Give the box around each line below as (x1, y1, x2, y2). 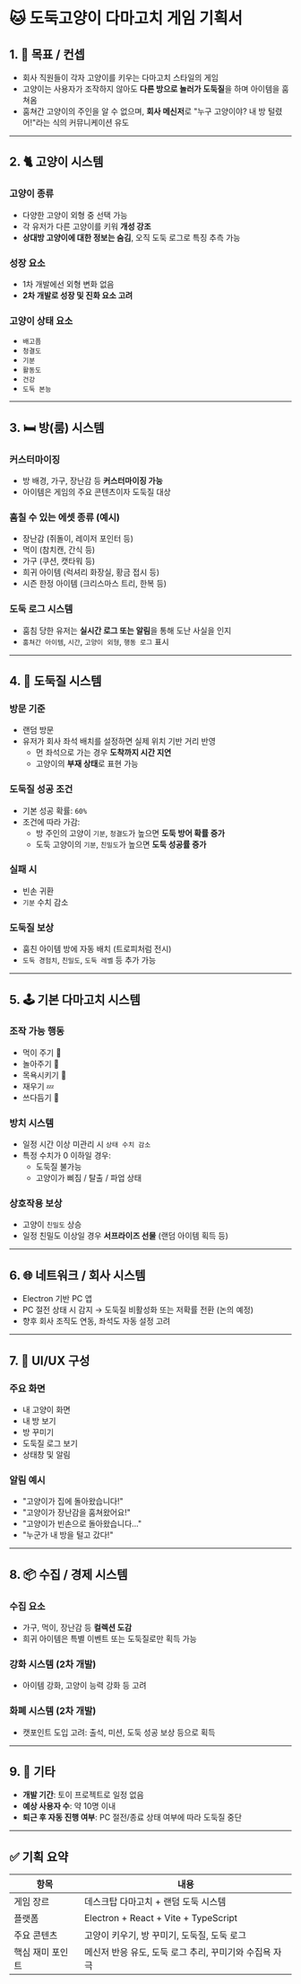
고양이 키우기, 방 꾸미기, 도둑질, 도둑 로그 (84, 1929, 246, 1942)
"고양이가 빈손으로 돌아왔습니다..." (21, 1519, 142, 1530)
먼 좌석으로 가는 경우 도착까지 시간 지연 (35, 747, 172, 758)
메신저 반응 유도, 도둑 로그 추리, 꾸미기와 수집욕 (84, 1946, 271, 1959)
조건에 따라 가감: (21, 816, 81, 827)
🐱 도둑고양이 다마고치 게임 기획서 (9, 8, 244, 29)
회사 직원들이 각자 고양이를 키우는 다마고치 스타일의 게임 (21, 73, 219, 83)
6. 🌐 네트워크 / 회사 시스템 (9, 1267, 146, 1283)
